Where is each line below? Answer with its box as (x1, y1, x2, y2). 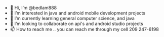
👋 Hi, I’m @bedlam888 (10, 5, 57, 10)
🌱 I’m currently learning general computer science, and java (10, 15, 135, 21)
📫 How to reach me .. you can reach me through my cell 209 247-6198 (10, 26, 159, 32)
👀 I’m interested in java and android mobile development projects (10, 10, 146, 16)
